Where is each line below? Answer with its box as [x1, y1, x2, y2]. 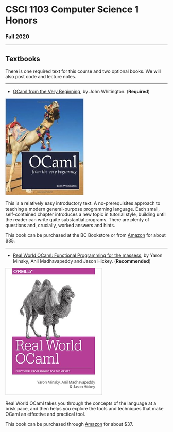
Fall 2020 [5, 33, 30, 40]
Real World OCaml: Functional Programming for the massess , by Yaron [12, 252, 163, 258]
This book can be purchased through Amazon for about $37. [5, 421, 134, 427]
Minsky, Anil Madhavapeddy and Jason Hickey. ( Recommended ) [12, 258, 151, 264]
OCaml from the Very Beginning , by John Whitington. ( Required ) [12, 89, 150, 95]
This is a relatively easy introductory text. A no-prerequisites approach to [5, 200, 161, 206]
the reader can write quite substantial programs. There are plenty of [5, 217, 150, 223]
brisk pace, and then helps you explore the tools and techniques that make [5, 406, 164, 412]
